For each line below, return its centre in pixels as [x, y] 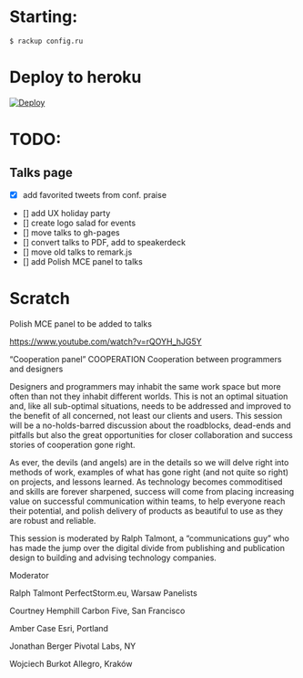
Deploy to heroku [76, 77]
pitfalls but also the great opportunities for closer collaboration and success [151, 434]
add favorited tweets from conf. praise [94, 194]
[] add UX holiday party [66, 213]
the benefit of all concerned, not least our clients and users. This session [146, 415]
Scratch [40, 299]
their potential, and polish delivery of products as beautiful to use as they [146, 511]
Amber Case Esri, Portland [59, 628]
